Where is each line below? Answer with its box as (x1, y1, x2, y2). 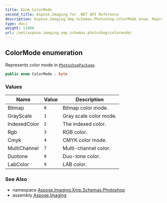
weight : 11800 (5, 26, 35, 31)
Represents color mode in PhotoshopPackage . (5, 62, 96, 68)
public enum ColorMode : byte (5, 71, 68, 76)
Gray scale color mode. (62, 112, 117, 119)
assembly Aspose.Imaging (12, 192, 67, 199)
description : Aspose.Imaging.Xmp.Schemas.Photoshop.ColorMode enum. (5, 16, 150, 21)
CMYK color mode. (62, 136, 107, 143)
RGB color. (62, 129, 88, 135)
